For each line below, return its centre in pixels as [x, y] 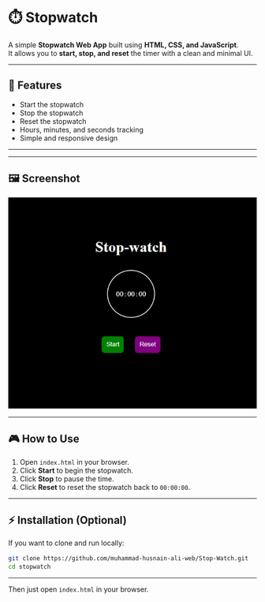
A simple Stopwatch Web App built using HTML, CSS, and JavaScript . [123, 45]
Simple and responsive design [69, 138]
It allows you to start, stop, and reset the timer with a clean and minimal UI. [131, 53]
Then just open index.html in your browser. [78, 589]
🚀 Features [35, 86]
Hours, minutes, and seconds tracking [82, 129]
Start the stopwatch [52, 104]
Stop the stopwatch [51, 113]
